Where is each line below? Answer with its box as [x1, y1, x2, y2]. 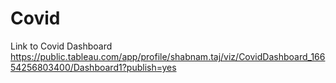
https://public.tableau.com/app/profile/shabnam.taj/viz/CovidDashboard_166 [10, 50, 326, 62]
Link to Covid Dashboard [10, 40, 113, 52]
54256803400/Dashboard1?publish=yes [10, 61, 177, 73]
